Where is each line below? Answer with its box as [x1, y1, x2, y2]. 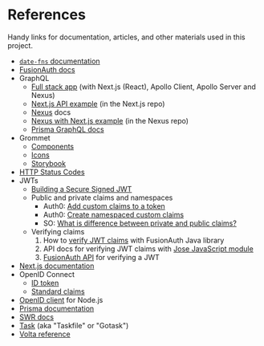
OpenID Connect [18, 269, 75, 279]
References [7, 6, 86, 24]
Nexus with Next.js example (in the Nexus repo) [30, 116, 189, 125]
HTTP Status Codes [18, 167, 85, 177]
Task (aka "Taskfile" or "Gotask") [18, 320, 129, 330]
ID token [30, 278, 59, 287]
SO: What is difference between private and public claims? [43, 218, 238, 228]
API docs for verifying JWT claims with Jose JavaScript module [43, 243, 254, 254]
